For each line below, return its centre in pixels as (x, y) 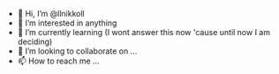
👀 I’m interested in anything (67, 23)
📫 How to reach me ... (58, 61)
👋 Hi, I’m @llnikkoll (51, 14)
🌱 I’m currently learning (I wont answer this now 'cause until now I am (144, 32)
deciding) (35, 41)
